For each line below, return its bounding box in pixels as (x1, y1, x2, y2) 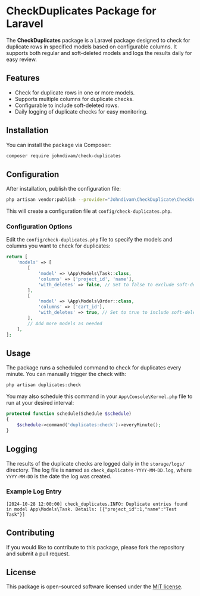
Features (6, 73, 40, 83)
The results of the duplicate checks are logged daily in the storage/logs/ (6, 460, 185, 467)
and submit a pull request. (6, 550, 70, 557)
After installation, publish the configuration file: (6, 185, 121, 192)
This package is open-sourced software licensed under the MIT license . (6, 583, 183, 590)
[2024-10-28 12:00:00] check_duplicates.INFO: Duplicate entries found (6, 501, 187, 507)
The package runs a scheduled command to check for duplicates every (6, 364, 182, 371)
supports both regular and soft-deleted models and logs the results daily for (6, 49, 192, 56)
